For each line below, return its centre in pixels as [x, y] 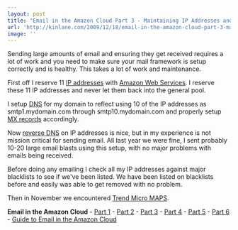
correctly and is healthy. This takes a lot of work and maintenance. [104, 69]
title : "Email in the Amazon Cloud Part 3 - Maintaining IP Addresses [114, 21]
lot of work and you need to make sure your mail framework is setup [107, 62]
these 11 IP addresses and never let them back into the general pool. [107, 90]
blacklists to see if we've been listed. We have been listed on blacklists [110, 177]
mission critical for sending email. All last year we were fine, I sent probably [118, 141]
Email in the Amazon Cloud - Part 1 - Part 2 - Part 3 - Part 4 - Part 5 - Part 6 [119, 212]
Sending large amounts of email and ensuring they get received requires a [115, 54]
